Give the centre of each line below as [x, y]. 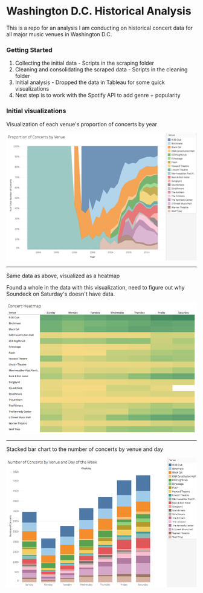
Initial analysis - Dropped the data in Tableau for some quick [90, 82]
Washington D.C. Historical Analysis [99, 11]
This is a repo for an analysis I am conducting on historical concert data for [100, 28]
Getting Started [29, 50]
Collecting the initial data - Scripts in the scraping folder [85, 63]
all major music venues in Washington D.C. [59, 34]
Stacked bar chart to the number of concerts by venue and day [85, 449]
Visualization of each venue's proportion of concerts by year [82, 124]
